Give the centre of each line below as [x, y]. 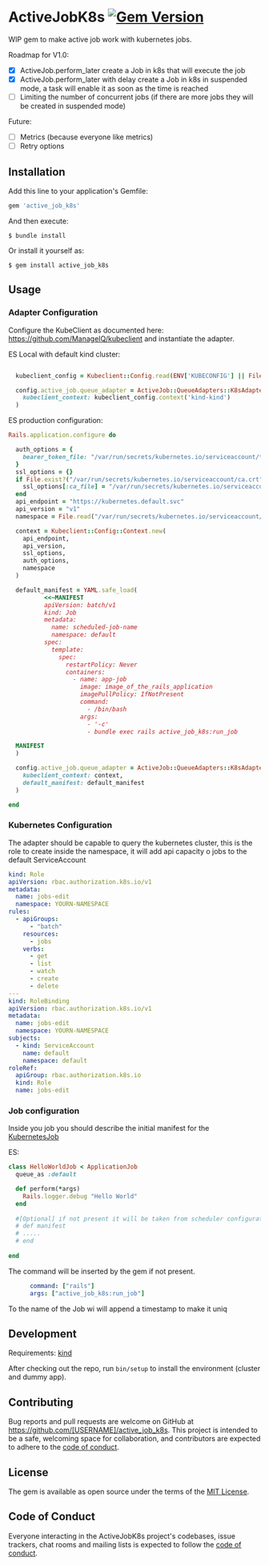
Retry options [42, 146]
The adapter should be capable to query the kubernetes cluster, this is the [130, 843]
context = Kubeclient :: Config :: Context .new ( [91, 531]
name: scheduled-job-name [94, 628]
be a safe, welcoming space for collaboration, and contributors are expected [134, 1438]
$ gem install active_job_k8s [59, 265]
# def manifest [41, 1226]
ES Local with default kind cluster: [64, 354]
